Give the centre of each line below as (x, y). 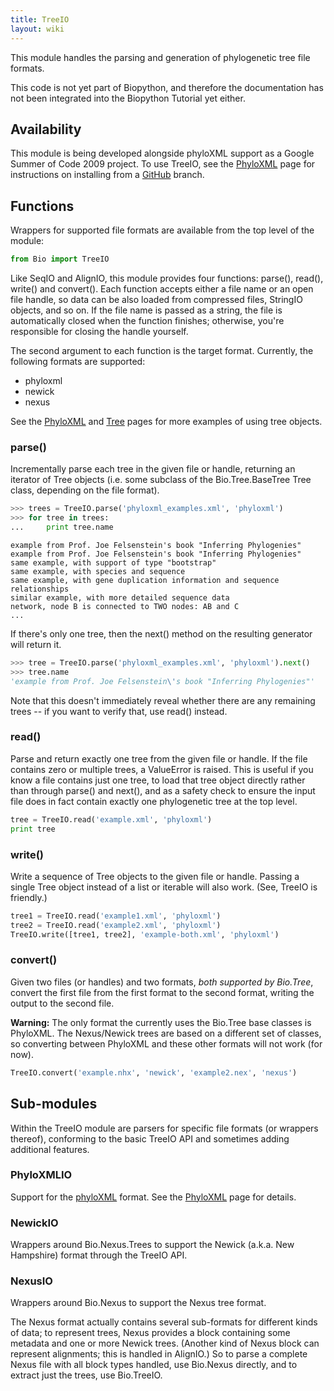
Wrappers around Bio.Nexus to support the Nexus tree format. (138, 1303)
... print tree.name (62, 527)
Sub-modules (54, 1104)
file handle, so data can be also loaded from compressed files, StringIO (156, 299)
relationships (40, 589)
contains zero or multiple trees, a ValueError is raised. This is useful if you (162, 769)
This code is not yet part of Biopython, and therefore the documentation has (167, 87)
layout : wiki (37, 29)
